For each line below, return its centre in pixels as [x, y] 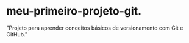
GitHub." [17, 34]
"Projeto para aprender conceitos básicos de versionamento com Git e [95, 28]
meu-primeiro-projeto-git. [74, 11]
